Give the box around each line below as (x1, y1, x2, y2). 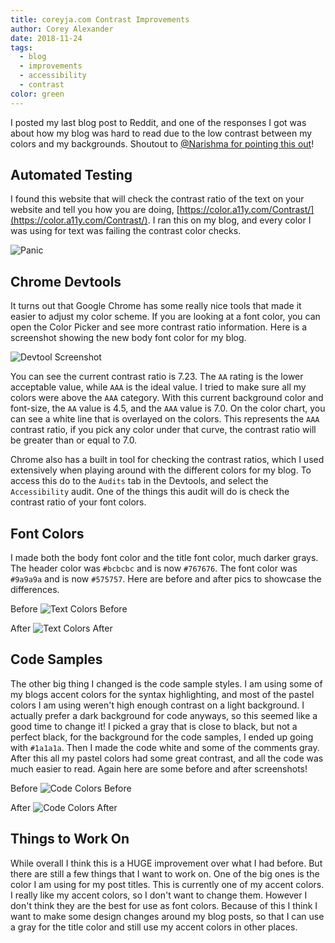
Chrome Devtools (10, 273, 122, 290)
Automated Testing (10, 167, 133, 184)
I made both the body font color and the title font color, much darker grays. (10, 552, 319, 564)
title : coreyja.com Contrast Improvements (10, 14, 190, 25)
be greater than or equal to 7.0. (10, 434, 138, 446)
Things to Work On (10, 831, 130, 848)
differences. (10, 584, 60, 596)
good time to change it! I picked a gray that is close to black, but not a (10, 720, 298, 732)
